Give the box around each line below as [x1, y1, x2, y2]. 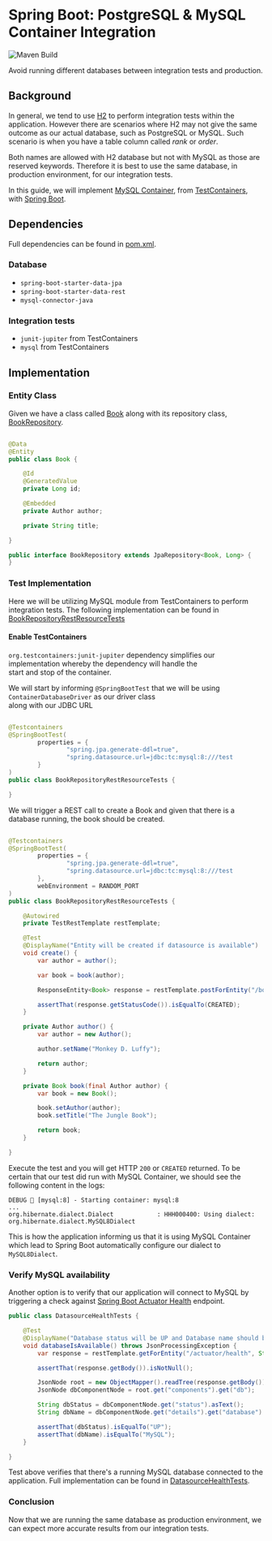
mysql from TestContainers [19, 343, 109, 352]
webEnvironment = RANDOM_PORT [37, 882, 139, 890]
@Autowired [23, 912, 60, 920]
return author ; [37, 1060, 89, 1068]
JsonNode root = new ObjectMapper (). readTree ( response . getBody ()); [37, 1379, 270, 1387]
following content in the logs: [8, 1180, 105, 1190]
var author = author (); [37, 956, 117, 965]
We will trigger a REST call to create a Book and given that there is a [8, 805, 235, 815]
